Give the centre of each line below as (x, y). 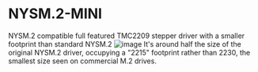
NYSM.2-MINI (55, 14)
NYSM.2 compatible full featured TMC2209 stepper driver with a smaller (127, 36)
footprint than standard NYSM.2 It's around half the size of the (125, 44)
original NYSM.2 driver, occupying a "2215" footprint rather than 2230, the (129, 52)
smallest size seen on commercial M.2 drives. (82, 61)
